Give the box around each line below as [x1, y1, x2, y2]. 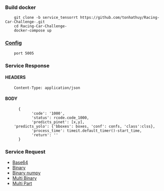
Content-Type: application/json [14, 85, 80, 90]
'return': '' [31, 132, 58, 137]
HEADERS [5, 75, 26, 80]
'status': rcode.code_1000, [31, 115, 90, 120]
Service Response [5, 62, 50, 69]
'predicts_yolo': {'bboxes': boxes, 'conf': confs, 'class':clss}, [14, 124, 155, 129]
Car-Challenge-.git [5, 19, 45, 25]
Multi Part [12, 181, 33, 187]
